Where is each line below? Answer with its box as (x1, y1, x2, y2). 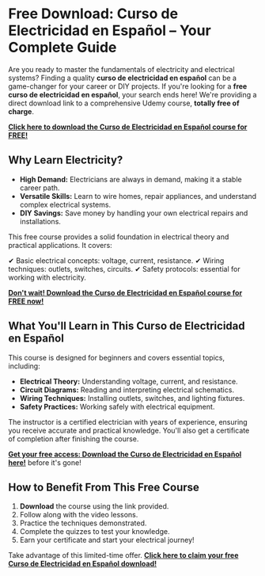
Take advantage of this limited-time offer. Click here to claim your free (8, 551, 239, 560)
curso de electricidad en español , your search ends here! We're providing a (8, 90, 257, 99)
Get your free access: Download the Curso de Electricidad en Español (8, 449, 242, 459)
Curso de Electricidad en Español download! (8, 559, 157, 569)
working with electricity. (8, 273, 87, 282)
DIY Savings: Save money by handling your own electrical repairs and (19, 208, 248, 218)
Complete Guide (8, 39, 117, 56)
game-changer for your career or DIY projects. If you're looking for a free (8, 81, 248, 91)
